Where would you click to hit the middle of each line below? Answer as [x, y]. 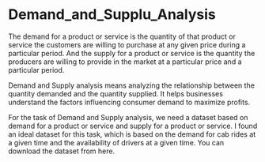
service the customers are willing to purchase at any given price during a [127, 44]
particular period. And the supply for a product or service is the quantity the [132, 53]
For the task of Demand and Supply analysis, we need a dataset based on [128, 117]
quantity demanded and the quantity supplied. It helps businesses [116, 93]
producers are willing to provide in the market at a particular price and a [125, 62]
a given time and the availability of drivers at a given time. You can [116, 142]
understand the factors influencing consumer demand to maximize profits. [129, 102]
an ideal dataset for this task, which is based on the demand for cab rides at [132, 134]
